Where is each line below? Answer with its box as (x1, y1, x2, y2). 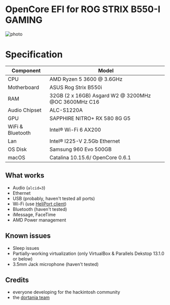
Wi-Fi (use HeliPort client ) (12, 201, 67, 207)
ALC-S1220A (50, 106, 83, 113)
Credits (5, 276, 29, 284)
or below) (12, 255, 33, 262)
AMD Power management (12, 216, 67, 223)
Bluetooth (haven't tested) (12, 206, 67, 212)
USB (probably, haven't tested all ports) (12, 195, 95, 201)
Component (12, 67, 41, 74)
